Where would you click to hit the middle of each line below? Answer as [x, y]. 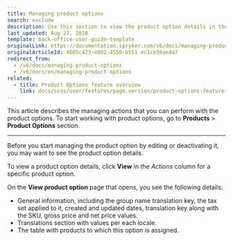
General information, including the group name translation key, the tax [117, 201]
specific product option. [42, 174]
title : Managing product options [55, 14]
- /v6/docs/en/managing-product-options [72, 72]
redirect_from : [29, 59]
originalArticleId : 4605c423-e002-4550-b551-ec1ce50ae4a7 [93, 53]
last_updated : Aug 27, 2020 [48, 33]
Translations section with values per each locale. [87, 223]
